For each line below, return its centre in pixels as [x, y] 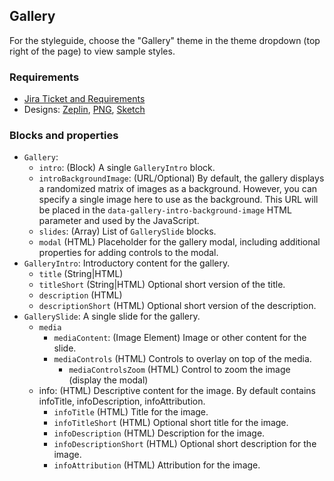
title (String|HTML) [81, 274]
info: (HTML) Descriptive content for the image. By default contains [177, 391]
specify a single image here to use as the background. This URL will [178, 200]
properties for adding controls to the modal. [128, 253]
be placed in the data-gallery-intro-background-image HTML [165, 210]
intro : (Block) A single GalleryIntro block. [127, 168]
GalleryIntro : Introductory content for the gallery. [127, 263]
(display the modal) [108, 380]
